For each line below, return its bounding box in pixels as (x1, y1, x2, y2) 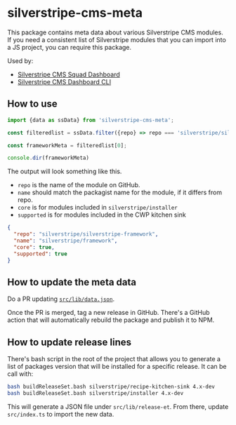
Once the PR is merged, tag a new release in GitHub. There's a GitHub (7, 309, 210, 317)
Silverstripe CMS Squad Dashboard (17, 70, 121, 79)
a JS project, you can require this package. (7, 43, 132, 51)
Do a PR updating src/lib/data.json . (7, 295, 114, 303)
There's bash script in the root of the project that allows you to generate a (7, 355, 221, 363)
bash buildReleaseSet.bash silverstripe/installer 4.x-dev (7, 390, 184, 397)
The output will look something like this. (7, 167, 122, 176)
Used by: (7, 56, 34, 65)
